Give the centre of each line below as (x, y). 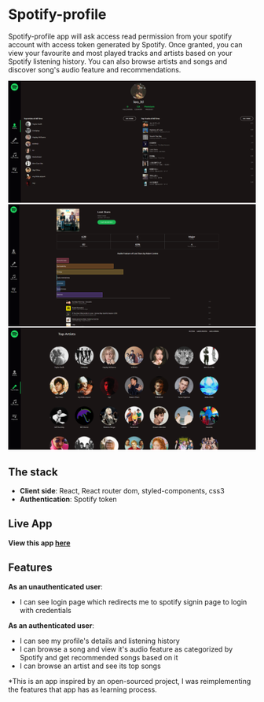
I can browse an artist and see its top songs (90, 666)
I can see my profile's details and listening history (100, 641)
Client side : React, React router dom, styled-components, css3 (122, 490)
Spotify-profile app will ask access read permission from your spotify (120, 36)
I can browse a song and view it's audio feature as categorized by (126, 649)
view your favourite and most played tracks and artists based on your (120, 53)
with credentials (46, 610)
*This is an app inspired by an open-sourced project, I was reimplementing (130, 681)
